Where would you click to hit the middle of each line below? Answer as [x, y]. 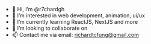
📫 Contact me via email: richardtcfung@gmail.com [75, 35]
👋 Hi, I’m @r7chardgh [38, 9]
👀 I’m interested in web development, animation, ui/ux [79, 15]
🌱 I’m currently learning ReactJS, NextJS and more [75, 22]
